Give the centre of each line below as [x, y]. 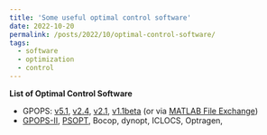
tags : [19, 43]
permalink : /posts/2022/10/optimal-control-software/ [113, 34]
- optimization [46, 59]
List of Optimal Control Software [71, 93]
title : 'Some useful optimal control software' [101, 18]
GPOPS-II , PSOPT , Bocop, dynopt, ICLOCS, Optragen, [123, 120]
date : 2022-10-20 [42, 26]
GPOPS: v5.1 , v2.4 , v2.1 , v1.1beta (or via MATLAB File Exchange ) [140, 111]
